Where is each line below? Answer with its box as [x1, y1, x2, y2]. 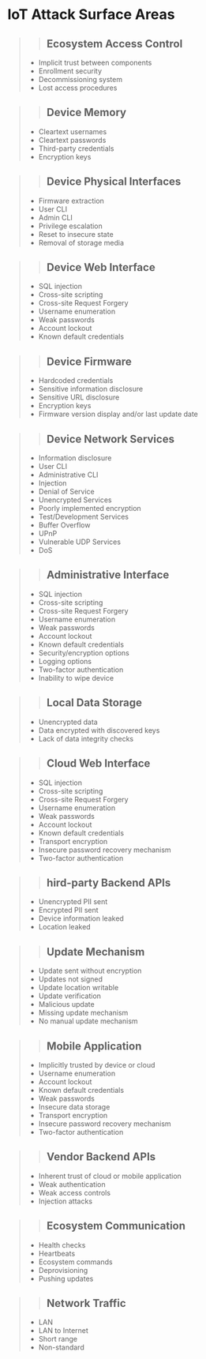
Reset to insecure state [38, 229, 114, 238]
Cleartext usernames [38, 126, 107, 136]
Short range [38, 1335, 78, 1344]
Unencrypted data [38, 717, 98, 726]
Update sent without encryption [38, 966, 142, 976]
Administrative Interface [46, 569, 170, 582]
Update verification [38, 991, 102, 1000]
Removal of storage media [38, 238, 124, 247]
